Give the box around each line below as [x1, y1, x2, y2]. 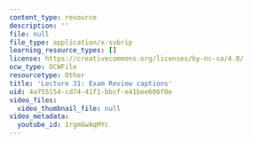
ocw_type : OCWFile [9, 63, 77, 72]
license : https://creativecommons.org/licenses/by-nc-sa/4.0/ [9, 54, 244, 63]
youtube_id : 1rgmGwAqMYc [17, 121, 109, 130]
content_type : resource [9, 12, 98, 22]
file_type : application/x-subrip [9, 37, 133, 47]
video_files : [9, 95, 58, 105]
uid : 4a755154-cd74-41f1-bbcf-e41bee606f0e [9, 87, 173, 96]
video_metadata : [9, 112, 69, 121]
